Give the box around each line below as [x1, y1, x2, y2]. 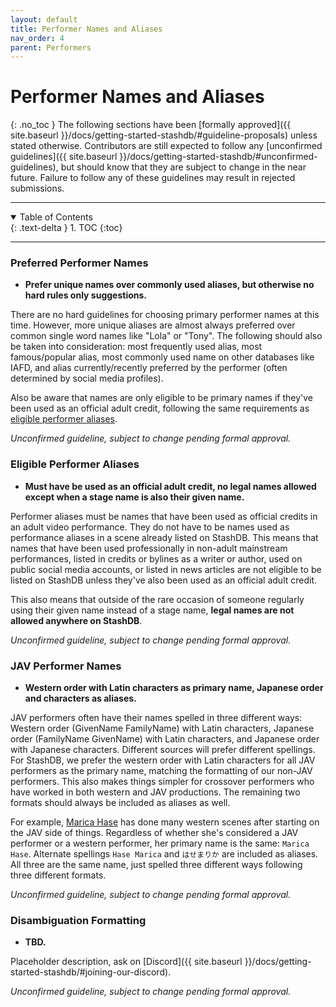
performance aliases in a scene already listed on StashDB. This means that [10, 531, 319, 543]
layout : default [10, 14, 78, 25]
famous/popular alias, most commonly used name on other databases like [10, 351, 315, 363]
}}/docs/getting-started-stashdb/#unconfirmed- [119, 151, 318, 163]
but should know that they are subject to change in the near [60, 161, 307, 173]
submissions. [10, 182, 65, 195]
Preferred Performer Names [10, 256, 149, 270]
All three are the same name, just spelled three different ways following [10, 859, 303, 871]
